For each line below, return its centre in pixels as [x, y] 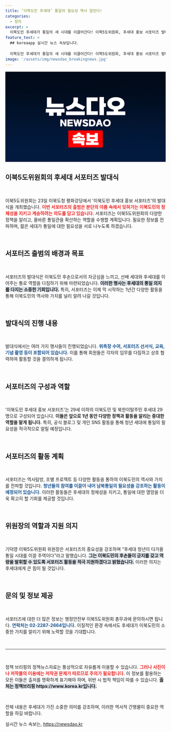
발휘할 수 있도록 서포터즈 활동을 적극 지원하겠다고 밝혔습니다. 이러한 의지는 [88, 562]
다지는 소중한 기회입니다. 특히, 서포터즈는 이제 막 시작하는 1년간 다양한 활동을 [87, 289]
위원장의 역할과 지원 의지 [41, 526]
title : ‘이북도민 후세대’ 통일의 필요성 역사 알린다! [54, 11]
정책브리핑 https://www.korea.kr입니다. [56, 686]
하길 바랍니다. [28, 713]
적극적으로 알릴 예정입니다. [45, 429]
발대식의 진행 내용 [32, 323]
